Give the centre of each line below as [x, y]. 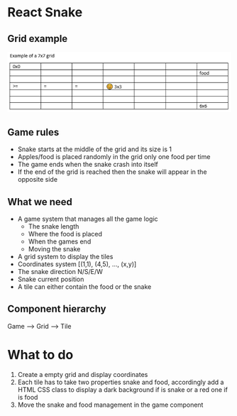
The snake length [54, 226]
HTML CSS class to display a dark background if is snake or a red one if [123, 389]
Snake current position [51, 279]
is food [28, 397]
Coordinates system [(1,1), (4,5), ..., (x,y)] [77, 264]
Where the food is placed [65, 234]
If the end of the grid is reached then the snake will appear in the [112, 172]
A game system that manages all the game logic [88, 219]
